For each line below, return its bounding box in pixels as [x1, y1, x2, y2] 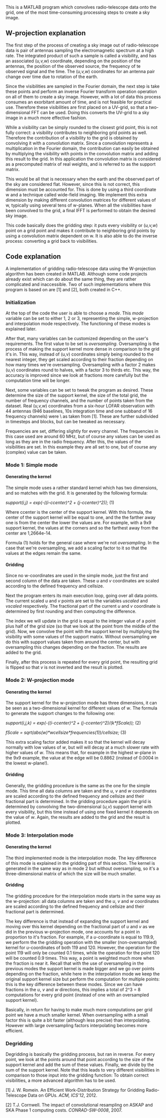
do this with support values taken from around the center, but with [5, 639, 140, 645]
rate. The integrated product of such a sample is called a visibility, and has [5, 52, 157, 58]
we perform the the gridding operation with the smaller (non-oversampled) [5, 939, 157, 945]
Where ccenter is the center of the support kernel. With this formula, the [5, 509, 152, 515]
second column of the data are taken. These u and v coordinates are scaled [5, 578, 159, 584]
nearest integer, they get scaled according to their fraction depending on [5, 356, 153, 362]
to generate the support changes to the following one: [5, 711, 115, 716]
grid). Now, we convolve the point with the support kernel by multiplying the [5, 628, 160, 634]
